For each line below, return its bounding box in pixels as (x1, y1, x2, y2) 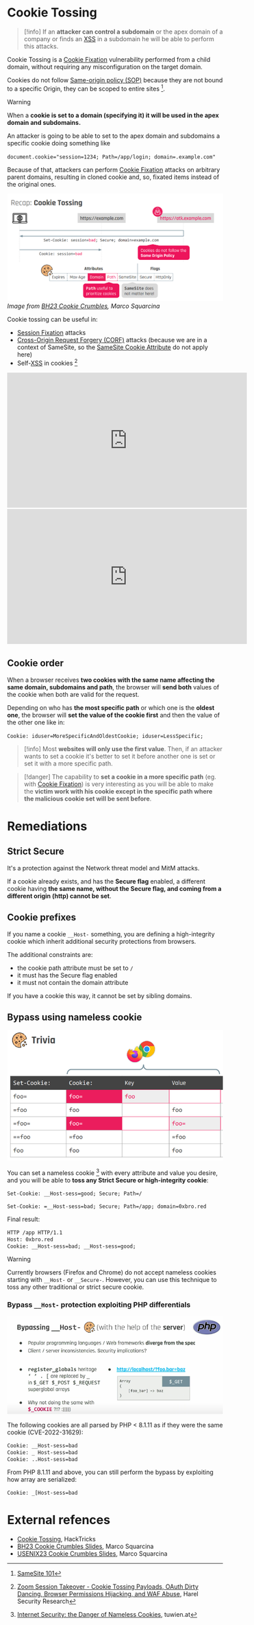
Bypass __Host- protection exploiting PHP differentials (7, 1300, 191, 1309)
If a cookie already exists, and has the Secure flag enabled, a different (7, 877, 205, 886)
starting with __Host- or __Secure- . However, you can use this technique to (7, 1275, 217, 1283)
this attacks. (23, 42, 59, 50)
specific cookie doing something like (7, 139, 111, 147)
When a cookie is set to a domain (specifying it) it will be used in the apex (7, 111, 219, 119)
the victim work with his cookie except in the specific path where (23, 787, 213, 795)
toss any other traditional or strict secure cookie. (7, 1283, 144, 1291)
